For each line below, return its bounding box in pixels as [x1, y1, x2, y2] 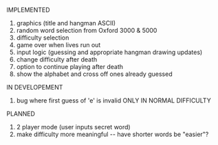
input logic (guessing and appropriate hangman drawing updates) [16, 48, 203, 56]
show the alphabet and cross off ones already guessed [16, 70, 173, 78]
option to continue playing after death [16, 63, 124, 70]
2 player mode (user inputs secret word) [16, 123, 131, 131]
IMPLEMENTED [6, 6, 50, 14]
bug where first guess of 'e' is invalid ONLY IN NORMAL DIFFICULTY [16, 96, 211, 105]
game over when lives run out [16, 41, 101, 49]
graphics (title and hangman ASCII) [16, 19, 116, 27]
